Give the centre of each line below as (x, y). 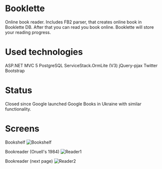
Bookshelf (15, 142)
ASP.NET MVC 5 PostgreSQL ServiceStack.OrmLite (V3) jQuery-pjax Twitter (81, 65)
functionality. (18, 109)
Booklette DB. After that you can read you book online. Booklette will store (80, 27)
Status (19, 90)
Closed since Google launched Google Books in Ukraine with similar (73, 104)
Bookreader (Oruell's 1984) (32, 151)
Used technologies (44, 52)
